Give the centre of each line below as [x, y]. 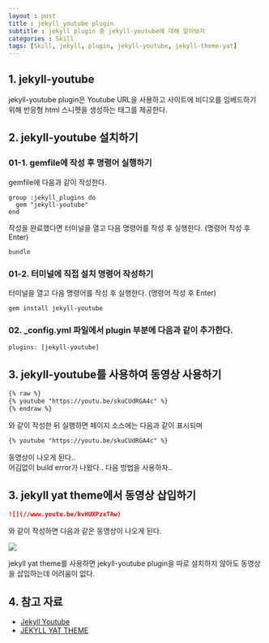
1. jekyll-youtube [51, 79]
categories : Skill [41, 39]
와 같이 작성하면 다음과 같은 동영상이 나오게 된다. [85, 531]
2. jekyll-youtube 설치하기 [73, 138]
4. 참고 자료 [36, 602]
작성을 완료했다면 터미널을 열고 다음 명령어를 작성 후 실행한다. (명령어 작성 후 [130, 227]
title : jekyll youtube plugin [61, 24]
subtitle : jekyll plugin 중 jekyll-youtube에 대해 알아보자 [107, 31]
